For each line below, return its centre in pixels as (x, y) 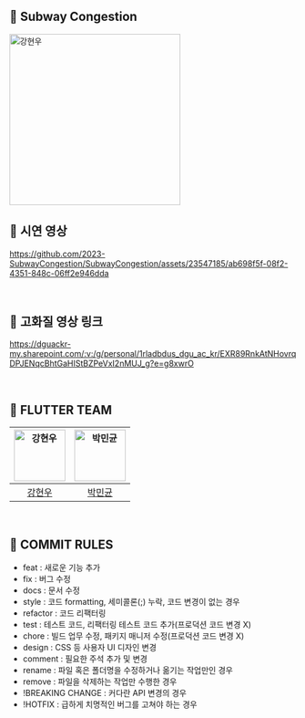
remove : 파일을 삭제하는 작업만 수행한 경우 (100, 682)
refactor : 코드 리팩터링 (64, 613)
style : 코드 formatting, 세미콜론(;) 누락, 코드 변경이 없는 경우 (131, 602)
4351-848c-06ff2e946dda (59, 273)
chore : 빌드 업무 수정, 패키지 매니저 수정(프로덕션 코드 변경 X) (133, 636)
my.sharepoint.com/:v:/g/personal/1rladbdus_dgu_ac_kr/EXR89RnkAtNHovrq (153, 354)
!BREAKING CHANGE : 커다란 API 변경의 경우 (104, 693)
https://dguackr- (40, 344)
